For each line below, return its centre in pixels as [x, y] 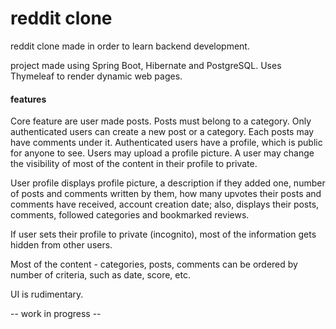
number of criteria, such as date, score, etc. [100, 275]
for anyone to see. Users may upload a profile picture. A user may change [162, 153]
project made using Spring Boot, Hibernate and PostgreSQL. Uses [146, 65]
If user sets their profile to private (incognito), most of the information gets [163, 234]
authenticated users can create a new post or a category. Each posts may [162, 132]
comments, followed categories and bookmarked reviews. [130, 215]
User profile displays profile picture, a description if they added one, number [168, 183]
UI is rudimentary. [47, 294]
